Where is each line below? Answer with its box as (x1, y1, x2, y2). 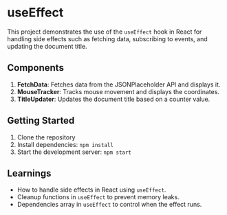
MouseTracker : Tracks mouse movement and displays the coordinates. (17, 87, 220, 95)
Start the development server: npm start (17, 148, 132, 156)
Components (7, 62, 64, 73)
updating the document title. (7, 42, 87, 50)
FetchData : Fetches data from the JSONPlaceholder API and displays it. (17, 80, 221, 89)
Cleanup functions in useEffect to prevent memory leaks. (17, 193, 180, 201)
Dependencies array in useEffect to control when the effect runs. (17, 201, 202, 209)
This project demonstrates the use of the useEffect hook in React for (7, 27, 202, 36)
